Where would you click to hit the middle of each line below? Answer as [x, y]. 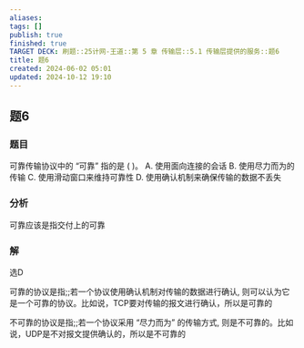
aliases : [26, 18]
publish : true [36, 35]
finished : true [38, 43]
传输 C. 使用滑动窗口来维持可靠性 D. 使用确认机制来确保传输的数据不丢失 [146, 178]
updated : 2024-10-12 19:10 [61, 77]
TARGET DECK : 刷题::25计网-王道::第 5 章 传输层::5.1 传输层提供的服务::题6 [145, 52]
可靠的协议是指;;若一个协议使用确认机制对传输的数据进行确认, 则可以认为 [146, 292]
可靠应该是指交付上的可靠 [57, 225]
